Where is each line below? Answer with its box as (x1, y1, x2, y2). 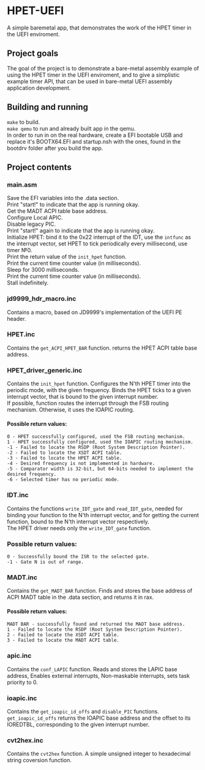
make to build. (7, 118, 40, 126)
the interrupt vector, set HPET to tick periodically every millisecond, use (7, 240, 188, 247)
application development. (7, 84, 71, 91)
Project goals (7, 48, 59, 59)
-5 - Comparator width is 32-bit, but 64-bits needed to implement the (7, 466, 193, 472)
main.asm (7, 180, 37, 189)
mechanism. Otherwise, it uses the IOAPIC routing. (7, 406, 135, 414)
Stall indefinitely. (7, 279, 49, 287)
